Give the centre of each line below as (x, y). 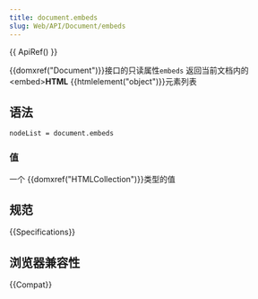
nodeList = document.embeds (62, 134)
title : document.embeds (54, 18)
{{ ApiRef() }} (34, 51)
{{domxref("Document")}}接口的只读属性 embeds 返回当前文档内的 (129, 70)
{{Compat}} (30, 285)
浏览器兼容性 (45, 263)
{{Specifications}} (43, 232)
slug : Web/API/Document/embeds (68, 26)
